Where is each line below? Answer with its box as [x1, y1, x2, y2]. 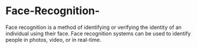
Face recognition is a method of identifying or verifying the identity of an [5, 24, 182, 31]
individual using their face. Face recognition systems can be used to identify [5, 30, 191, 37]
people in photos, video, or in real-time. [5, 36, 101, 43]
